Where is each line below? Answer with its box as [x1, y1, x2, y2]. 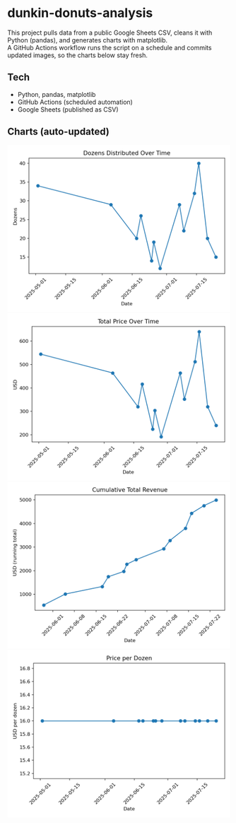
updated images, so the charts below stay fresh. [7, 51, 148, 59]
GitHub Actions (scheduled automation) [17, 98, 133, 106]
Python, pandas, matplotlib [17, 90, 96, 98]
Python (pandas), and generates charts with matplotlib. [7, 35, 168, 44]
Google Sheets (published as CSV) [17, 105, 119, 114]
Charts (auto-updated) [7, 126, 110, 138]
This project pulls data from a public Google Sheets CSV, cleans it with [7, 28, 213, 37]
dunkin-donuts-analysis [7, 5, 153, 21]
